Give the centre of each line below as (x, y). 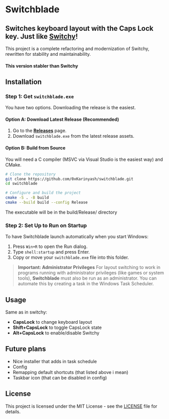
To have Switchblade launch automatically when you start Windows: (77, 237)
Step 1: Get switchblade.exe (40, 96)
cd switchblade (21, 184)
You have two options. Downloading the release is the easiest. (71, 108)
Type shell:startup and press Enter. (51, 252)
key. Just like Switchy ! (42, 36)
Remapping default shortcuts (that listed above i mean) (70, 372)
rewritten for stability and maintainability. (48, 54)
